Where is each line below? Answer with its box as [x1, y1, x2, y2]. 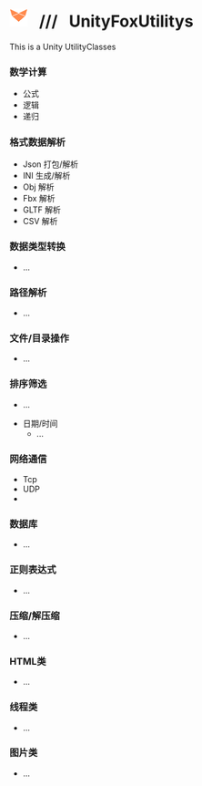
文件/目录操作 [9, 332, 70, 345]
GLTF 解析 [22, 204, 62, 215]
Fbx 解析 [22, 192, 56, 203]
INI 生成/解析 [22, 170, 71, 181]
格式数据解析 [9, 136, 66, 149]
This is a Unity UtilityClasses [9, 41, 116, 52]
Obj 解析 [22, 181, 55, 192]
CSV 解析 [22, 215, 58, 226]
